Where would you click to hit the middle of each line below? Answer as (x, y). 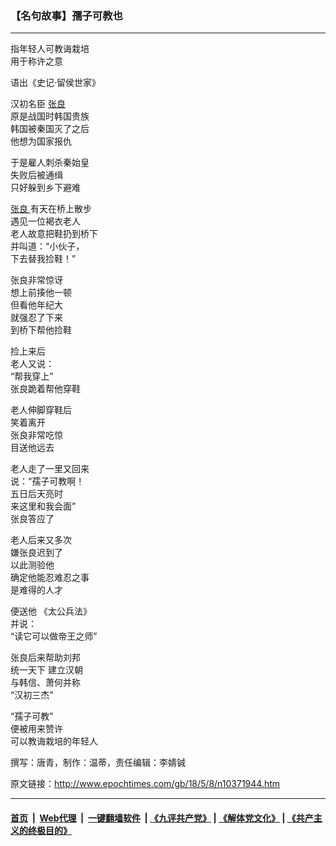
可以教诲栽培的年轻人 (54, 741)
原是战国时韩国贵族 (50, 116)
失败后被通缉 (36, 175)
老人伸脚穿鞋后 (41, 410)
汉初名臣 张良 (38, 104)
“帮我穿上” (32, 376)
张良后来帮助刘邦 (45, 658)
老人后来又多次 (41, 540)
